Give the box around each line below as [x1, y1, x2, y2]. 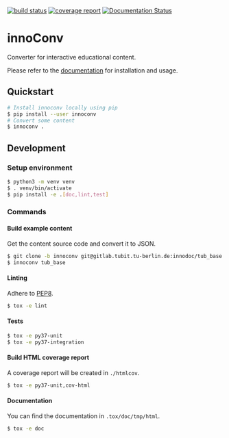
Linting [7, 274, 27, 282]
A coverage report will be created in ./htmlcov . [7, 368, 140, 376]
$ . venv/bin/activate [7, 185, 72, 192]
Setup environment [7, 163, 73, 172]
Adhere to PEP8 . [7, 289, 53, 297]
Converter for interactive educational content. [7, 53, 136, 61]
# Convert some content [7, 117, 75, 124]
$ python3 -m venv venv [7, 178, 75, 185]
